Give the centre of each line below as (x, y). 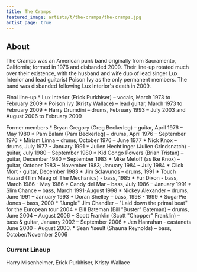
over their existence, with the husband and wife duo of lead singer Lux (92, 73)
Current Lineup (28, 250)
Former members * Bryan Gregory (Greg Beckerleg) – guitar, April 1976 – (95, 128)
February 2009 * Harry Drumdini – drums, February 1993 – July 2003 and (96, 110)
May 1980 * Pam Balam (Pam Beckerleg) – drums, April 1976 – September (96, 134)
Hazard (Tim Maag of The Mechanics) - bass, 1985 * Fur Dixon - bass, (92, 178)
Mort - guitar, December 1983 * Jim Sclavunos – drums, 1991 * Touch (91, 171)
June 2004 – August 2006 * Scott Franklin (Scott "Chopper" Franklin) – (93, 216)
